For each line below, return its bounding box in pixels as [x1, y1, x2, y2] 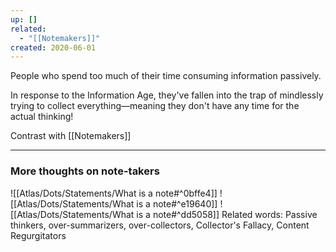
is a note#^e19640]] [136, 197, 218, 210]
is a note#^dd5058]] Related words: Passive [136, 208, 318, 220]
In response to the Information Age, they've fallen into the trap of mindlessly [10, 89, 324, 101]
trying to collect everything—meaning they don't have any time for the [10, 100, 300, 112]
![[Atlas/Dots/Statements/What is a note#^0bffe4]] [10, 187, 218, 199]
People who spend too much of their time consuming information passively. [10, 70, 322, 82]
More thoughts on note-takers [10, 164, 160, 178]
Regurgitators [10, 229, 67, 241]
